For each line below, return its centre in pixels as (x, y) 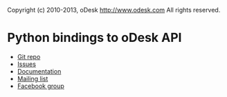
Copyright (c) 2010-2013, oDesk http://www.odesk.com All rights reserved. (114, 10)
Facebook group (40, 86)
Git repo (29, 56)
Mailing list (33, 78)
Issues (27, 64)
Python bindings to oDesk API (94, 38)
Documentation (39, 71)
